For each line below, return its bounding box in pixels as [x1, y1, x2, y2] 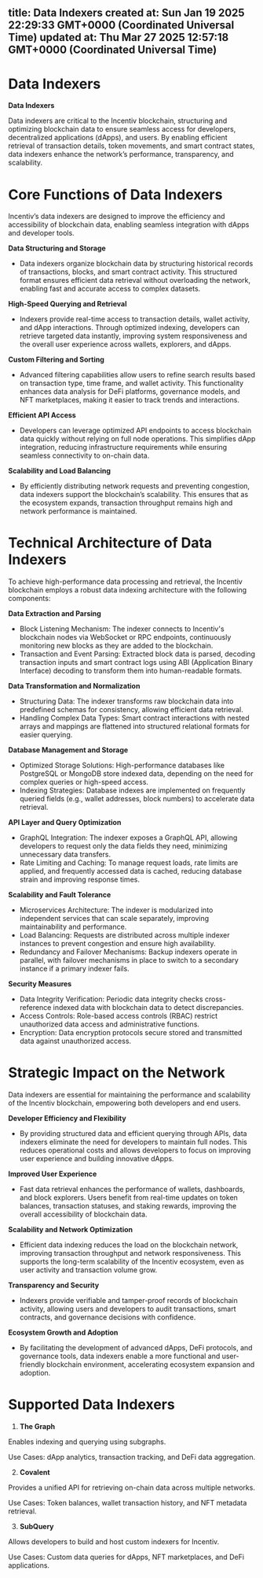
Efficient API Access [8, 410, 76, 420]
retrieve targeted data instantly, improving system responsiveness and [19, 331, 247, 341]
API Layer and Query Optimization [8, 818, 122, 827]
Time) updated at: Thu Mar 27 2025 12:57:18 [8, 31, 229, 44]
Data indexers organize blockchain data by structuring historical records [19, 259, 254, 269]
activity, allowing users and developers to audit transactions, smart [19, 1304, 237, 1314]
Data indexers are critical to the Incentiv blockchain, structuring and [8, 116, 228, 125]
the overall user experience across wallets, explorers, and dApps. [19, 340, 232, 349]
